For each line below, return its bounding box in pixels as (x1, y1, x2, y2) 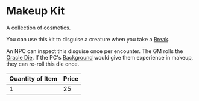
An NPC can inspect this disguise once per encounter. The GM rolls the (6, 47, 183, 55)
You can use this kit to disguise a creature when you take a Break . (6, 35, 170, 43)
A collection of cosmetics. (6, 24, 71, 31)
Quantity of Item (9, 74, 58, 82)
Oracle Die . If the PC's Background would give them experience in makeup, (6, 54, 194, 61)
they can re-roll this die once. (6, 60, 80, 67)
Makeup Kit (6, 4, 65, 18)
